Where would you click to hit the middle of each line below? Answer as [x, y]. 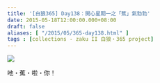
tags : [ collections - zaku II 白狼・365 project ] [81, 39]
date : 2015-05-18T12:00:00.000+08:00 [62, 20]
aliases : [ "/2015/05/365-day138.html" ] [68, 33]
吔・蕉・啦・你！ [32, 73]
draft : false [26, 26]
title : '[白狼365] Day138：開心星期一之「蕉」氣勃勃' [79, 13]
